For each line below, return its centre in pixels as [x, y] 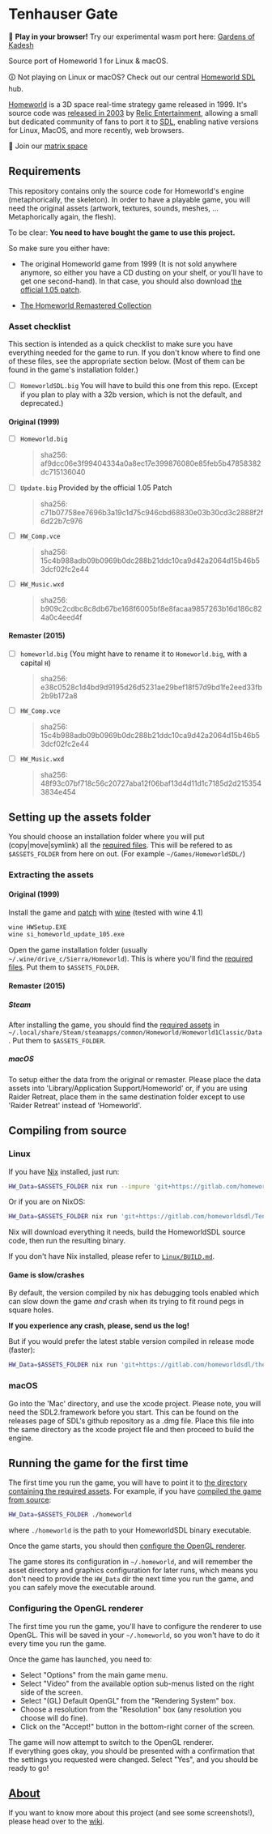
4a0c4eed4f [61, 617]
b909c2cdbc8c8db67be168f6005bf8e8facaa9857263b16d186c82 [151, 608]
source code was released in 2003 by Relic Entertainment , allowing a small [133, 113]
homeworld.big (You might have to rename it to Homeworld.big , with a [134, 654]
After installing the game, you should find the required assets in [114, 1025]
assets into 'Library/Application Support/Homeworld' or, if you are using [128, 1088]
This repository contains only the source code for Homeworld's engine [126, 190]
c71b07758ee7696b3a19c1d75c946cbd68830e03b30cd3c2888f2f [152, 513]
